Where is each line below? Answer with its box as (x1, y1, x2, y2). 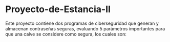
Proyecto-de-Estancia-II (5, 4, 111, 15)
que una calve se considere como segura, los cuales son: (5, 31, 126, 37)
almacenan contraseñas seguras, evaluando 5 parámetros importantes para (5, 25, 165, 31)
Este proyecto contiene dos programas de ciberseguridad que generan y (5, 20, 159, 26)
